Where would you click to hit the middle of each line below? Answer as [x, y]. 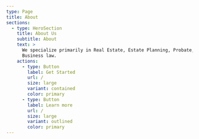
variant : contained [52, 89]
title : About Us [37, 34]
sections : [18, 22]
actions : [28, 61]
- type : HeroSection [37, 28]
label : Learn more [50, 105]
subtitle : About [37, 39]
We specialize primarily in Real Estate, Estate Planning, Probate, [108, 50]
